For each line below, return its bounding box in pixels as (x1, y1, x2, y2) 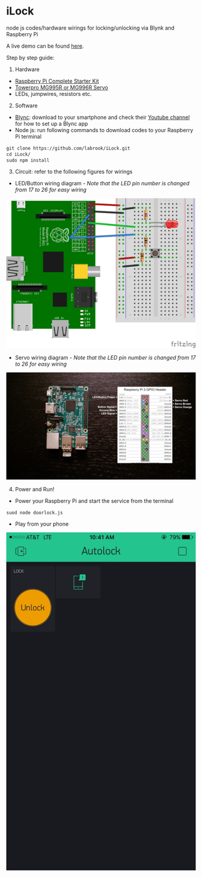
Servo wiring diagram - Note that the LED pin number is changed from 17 (14, 354, 196, 362)
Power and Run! (14, 485, 55, 493)
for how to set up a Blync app (14, 120, 88, 127)
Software (14, 101, 38, 109)
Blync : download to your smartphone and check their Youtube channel (14, 113, 190, 121)
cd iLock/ (6, 151, 31, 158)
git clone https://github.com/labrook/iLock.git (6, 145, 130, 151)
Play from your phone (14, 520, 69, 528)
